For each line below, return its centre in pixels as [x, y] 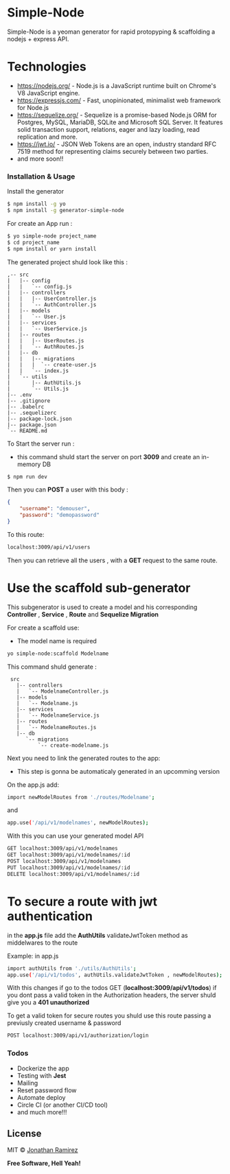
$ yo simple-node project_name [52, 236]
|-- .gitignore [29, 401]
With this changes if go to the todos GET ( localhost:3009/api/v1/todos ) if [112, 988]
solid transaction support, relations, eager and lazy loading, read [108, 129]
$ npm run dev [27, 476]
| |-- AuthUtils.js [44, 382]
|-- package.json [32, 425]
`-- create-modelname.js [73, 745]
